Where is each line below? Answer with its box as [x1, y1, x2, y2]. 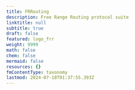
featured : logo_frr [6, 36, 55, 42]
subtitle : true [6, 25, 44, 31]
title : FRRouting [6, 8, 49, 15]
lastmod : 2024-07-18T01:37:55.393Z [6, 75, 95, 81]
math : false [6, 47, 36, 53]
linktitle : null [6, 20, 46, 25]
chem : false [6, 53, 36, 59]
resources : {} [6, 63, 42, 70]
